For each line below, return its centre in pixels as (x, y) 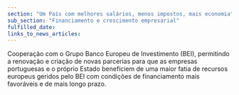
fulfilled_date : (31, 27)
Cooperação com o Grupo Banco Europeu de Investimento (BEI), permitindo (118, 54)
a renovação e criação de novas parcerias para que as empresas (102, 62)
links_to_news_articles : (44, 34)
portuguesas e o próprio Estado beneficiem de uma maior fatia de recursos (118, 69)
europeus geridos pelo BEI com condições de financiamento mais (104, 77)
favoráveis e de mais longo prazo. (57, 84)
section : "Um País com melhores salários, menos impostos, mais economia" (121, 14)
